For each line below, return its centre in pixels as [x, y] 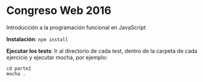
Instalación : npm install [37, 39]
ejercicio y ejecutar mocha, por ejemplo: [57, 57]
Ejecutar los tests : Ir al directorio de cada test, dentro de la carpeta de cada [102, 51]
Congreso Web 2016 [59, 11]
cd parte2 [19, 68]
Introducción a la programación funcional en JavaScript [76, 27]
